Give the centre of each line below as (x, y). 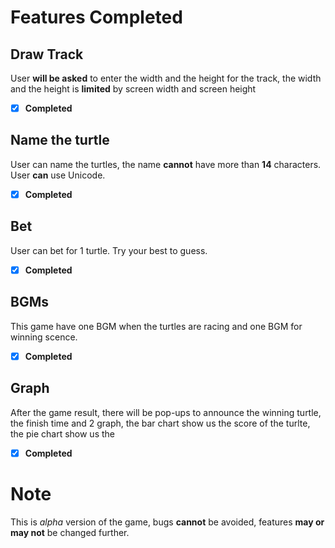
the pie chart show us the (62, 433)
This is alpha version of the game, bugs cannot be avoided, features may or (167, 522)
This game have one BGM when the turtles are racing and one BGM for (156, 326)
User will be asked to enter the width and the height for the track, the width (166, 78)
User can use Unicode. (58, 175)
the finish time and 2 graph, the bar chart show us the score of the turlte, (160, 423)
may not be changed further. (70, 532)
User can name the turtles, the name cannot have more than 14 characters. (166, 164)
